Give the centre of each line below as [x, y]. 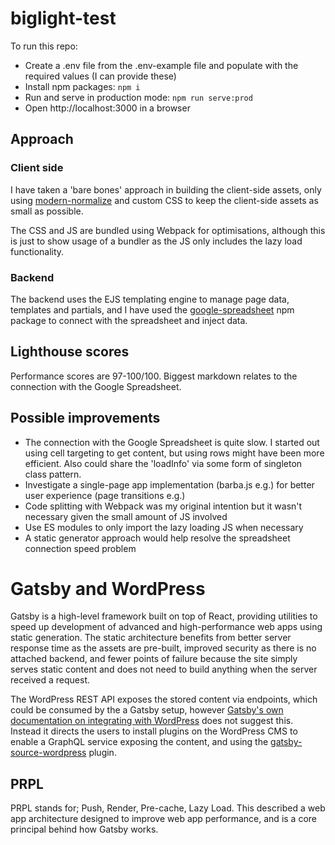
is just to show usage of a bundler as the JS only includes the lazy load [156, 241]
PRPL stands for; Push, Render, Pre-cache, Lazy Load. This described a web [168, 808]
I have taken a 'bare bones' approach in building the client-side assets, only [166, 189]
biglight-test [63, 18]
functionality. [37, 251]
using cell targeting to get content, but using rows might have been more [174, 453]
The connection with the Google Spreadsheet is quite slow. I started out [172, 442]
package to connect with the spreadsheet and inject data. [129, 320]
